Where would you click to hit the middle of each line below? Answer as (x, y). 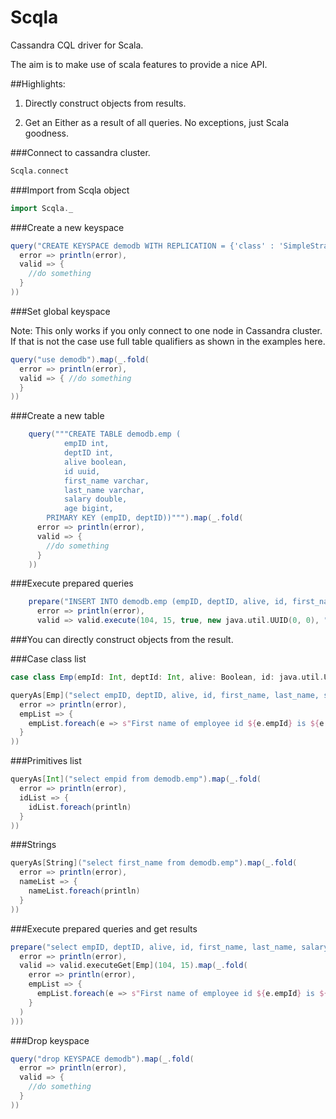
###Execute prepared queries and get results (104, 928)
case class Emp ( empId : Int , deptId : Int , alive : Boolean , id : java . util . (167, 677)
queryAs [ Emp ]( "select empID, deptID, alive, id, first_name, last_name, (165, 695)
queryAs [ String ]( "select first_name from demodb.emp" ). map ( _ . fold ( (154, 863)
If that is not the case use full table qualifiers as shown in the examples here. (168, 341)
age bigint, (88, 509)
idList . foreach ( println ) (80, 807)
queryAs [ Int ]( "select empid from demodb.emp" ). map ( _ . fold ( (136, 779)
